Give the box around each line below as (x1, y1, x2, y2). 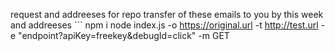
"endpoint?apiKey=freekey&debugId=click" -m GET (18, 30, 230, 41)
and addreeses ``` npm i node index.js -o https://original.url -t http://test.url (10, 19, 319, 31)
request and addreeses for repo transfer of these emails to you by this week (10, 9, 324, 20)
